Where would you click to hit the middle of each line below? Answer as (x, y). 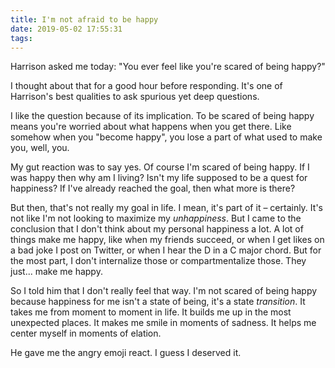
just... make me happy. (56, 272)
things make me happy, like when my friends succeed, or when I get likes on (167, 240)
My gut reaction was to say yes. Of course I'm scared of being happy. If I (160, 167)
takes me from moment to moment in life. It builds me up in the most (151, 312)
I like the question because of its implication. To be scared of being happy (162, 116)
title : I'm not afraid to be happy (84, 19)
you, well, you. (40, 148)
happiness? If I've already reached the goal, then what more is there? (153, 188)
